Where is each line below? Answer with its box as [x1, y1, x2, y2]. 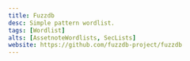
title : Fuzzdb [8, 11, 55, 20]
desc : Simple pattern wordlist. [8, 19, 115, 27]
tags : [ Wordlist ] [8, 26, 66, 34]
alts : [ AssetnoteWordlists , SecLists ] [8, 33, 136, 42]
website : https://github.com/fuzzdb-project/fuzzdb [8, 41, 182, 49]
